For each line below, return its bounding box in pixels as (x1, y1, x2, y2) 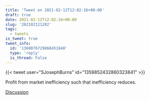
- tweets (10, 31, 29, 36)
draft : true (5, 12, 31, 17)
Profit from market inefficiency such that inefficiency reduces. (5, 79, 137, 85)
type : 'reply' (10, 50, 40, 55)
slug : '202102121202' (5, 22, 52, 27)
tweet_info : (5, 41, 31, 46)
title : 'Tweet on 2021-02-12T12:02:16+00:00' (5, 7, 104, 13)
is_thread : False (10, 55, 47, 61)
